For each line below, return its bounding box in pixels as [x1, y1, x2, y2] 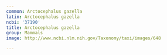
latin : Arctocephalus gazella [6, 14, 80, 20]
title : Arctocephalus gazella [6, 24, 80, 31]
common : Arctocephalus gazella [6, 8, 83, 14]
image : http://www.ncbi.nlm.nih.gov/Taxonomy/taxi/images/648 [6, 35, 161, 41]
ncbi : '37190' [6, 19, 41, 25]
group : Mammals [6, 30, 43, 36]
